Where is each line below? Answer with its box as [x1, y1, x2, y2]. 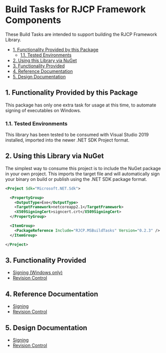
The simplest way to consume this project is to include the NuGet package [5, 165, 161, 171]
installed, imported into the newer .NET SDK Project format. [5, 137, 129, 143]
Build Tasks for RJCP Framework [5, 4, 146, 15]
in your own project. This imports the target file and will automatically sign [5, 171, 160, 177]
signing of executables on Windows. [5, 107, 81, 113]
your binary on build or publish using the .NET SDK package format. [5, 176, 147, 182]
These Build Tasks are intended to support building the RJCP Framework [5, 31, 157, 37]
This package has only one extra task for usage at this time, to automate [5, 102, 156, 108]
